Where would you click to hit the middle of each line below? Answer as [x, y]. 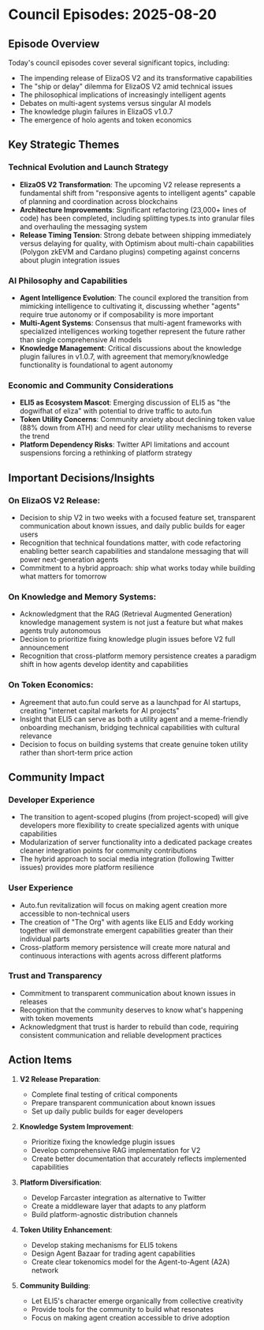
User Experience [41, 888]
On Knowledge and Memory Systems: [82, 597]
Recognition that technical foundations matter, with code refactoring [130, 542]
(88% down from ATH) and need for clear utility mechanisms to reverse [136, 428]
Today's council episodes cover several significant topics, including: [119, 62]
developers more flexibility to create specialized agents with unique [129, 825]
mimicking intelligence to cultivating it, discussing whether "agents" [130, 306]
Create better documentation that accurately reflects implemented [139, 1159]
